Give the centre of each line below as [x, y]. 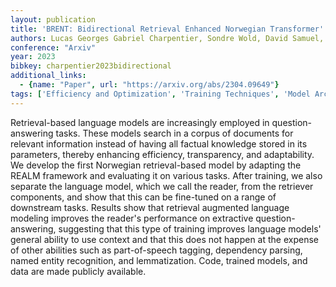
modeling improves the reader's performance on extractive [132, 218]
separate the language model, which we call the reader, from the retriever [162, 186]
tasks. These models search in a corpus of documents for [174, 133]
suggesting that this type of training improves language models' [190, 228]
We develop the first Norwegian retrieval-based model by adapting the [156, 165]
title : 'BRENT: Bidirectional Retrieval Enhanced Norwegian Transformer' [167, 29]
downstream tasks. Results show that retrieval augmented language [150, 207]
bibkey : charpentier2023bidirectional [91, 66]
